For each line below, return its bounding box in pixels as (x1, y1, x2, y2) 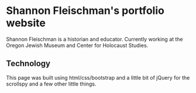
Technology (6, 59, 51, 69)
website (6, 16, 46, 30)
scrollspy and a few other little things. (6, 80, 97, 87)
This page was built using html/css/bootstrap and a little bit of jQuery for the (6, 74, 190, 81)
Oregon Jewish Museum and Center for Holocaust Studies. (6, 42, 149, 49)
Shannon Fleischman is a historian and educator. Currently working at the (6, 35, 183, 42)
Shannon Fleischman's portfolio (6, 4, 165, 17)
